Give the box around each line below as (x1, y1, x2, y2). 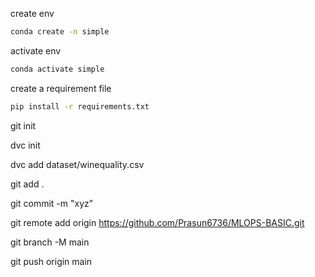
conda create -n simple (10, 27, 110, 37)
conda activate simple (10, 64, 105, 74)
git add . (10, 178, 45, 190)
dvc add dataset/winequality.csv (10, 158, 145, 170)
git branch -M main (10, 236, 90, 248)
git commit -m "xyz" (10, 197, 94, 209)
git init (10, 119, 37, 132)
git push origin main (10, 255, 93, 267)
